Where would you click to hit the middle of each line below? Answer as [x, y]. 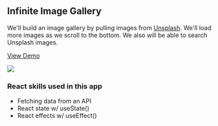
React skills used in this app [55, 86]
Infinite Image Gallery [54, 11]
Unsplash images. [33, 42]
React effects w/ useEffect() [57, 116]
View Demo [23, 55]
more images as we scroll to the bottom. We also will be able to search [107, 35]
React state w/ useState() [53, 108]
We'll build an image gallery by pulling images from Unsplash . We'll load [109, 27]
